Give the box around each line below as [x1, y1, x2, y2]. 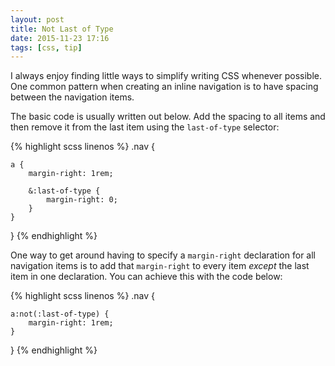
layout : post [10, 14, 65, 25]
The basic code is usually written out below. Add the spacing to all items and [10, 111, 326, 123]
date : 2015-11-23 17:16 [10, 33, 110, 43]
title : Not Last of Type [10, 24, 114, 34]
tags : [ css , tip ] [10, 42, 83, 53]
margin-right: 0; [46, 195, 118, 205]
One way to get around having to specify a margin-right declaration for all [10, 249, 317, 261]
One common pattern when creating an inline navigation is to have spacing [10, 81, 319, 93]
